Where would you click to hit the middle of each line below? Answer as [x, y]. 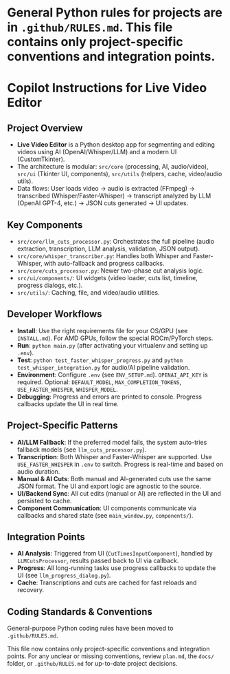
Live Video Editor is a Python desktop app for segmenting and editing [116, 145]
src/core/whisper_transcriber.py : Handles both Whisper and [104, 256]
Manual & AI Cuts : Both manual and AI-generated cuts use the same [114, 478]
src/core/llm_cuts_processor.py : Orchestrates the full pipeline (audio [116, 241]
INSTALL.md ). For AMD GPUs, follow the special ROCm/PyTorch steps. [115, 338]
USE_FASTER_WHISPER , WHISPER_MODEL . [67, 389]
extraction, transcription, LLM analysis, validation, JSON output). [108, 249]
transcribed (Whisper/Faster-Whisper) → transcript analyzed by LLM [114, 196]
